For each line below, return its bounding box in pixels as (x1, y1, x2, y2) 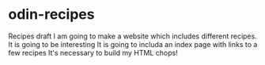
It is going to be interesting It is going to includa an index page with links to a (8, 39, 258, 49)
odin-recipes (8, 5, 95, 23)
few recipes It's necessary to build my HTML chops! (8, 48, 178, 57)
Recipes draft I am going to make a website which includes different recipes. (8, 31, 257, 41)
